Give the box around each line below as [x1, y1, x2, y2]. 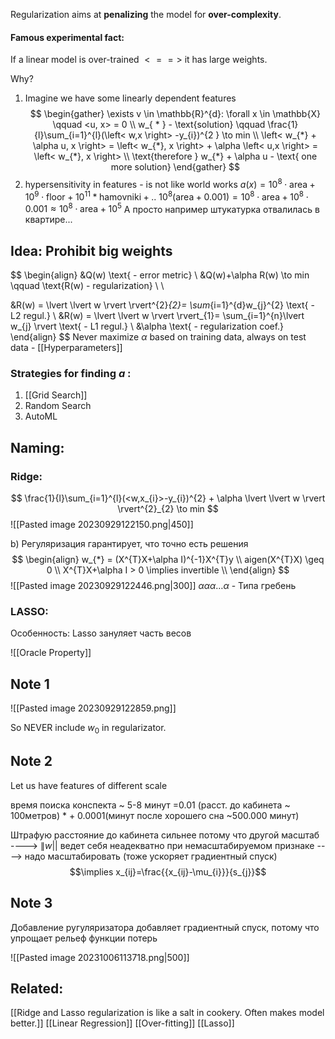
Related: [10, 980, 64, 997]
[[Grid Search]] [24, 389, 88, 401]
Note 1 [10, 675, 50, 693]
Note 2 [10, 753, 53, 770]
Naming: [10, 439, 65, 456]
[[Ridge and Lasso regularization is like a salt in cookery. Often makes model [10, 1007, 325, 1019]
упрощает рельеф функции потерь [10, 932, 158, 944]
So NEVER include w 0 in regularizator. [10, 722, 167, 736]
